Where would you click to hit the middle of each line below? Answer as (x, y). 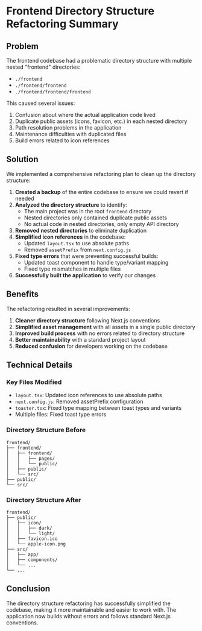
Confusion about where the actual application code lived (85, 115)
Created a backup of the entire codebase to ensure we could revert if (102, 192)
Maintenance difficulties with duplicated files (71, 134)
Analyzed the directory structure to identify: (71, 205)
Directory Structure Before (46, 430)
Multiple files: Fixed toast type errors (61, 415)
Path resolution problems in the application (68, 127)
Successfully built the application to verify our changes (85, 275)
